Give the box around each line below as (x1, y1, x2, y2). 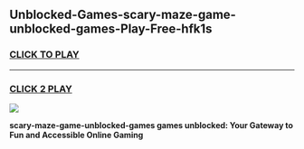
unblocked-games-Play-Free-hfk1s (9, 22, 213, 37)
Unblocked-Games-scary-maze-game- (9, 7, 237, 23)
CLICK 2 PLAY (9, 82, 72, 95)
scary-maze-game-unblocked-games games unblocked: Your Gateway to (9, 119, 294, 130)
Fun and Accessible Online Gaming (9, 129, 144, 140)
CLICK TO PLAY (9, 49, 80, 61)
